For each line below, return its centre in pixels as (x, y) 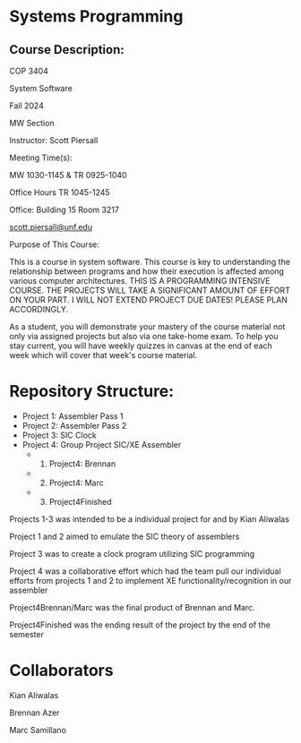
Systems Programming (96, 17)
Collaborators (61, 671)
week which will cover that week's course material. (103, 355)
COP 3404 (29, 71)
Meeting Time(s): (41, 158)
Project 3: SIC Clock (59, 435)
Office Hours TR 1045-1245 (60, 192)
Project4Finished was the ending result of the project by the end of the (140, 625)
